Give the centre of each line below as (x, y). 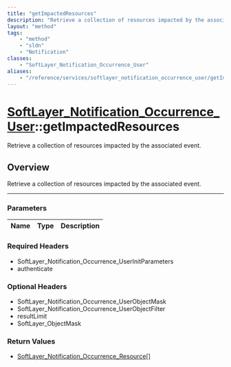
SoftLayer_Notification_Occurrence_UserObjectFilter (91, 309)
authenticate (35, 268)
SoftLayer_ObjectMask (49, 324)
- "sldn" (32, 46)
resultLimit (32, 316)
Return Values (31, 341)
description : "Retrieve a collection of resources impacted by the (106, 20)
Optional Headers (37, 286)
